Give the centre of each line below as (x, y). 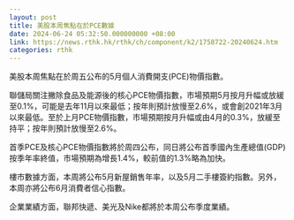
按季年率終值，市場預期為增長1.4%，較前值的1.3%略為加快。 (120, 158)
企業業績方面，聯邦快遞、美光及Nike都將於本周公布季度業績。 (122, 207)
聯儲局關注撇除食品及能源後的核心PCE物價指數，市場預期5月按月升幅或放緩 (147, 95)
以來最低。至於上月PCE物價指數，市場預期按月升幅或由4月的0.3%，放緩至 (145, 118)
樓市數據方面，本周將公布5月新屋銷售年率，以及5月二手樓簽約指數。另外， (145, 177)
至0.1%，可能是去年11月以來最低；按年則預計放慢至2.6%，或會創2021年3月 (146, 106)
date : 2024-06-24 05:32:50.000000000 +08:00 (92, 34)
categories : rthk (41, 50)
